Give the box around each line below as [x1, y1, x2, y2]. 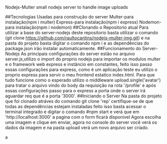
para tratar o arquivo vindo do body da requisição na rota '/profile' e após [5, 82, 156, 88]
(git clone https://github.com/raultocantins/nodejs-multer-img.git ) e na [5, 35, 150, 41]
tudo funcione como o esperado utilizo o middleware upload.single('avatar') [5, 77, 161, 83]
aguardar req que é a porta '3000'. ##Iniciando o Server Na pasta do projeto [5, 93, 162, 99]
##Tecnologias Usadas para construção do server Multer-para [5, 14, 134, 19]
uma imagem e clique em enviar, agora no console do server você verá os [5, 119, 157, 125]
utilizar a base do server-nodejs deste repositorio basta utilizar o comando [5, 30, 159, 35]
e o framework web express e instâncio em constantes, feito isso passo [5, 62, 153, 67]
